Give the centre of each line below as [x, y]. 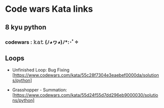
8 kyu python [26, 27]
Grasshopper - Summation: [40, 90]
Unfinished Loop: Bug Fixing [41, 70]
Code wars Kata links [49, 9]
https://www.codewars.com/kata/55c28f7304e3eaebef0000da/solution [86, 75]
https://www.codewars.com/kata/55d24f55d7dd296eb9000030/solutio [86, 95]
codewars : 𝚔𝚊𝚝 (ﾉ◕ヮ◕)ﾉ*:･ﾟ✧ [42, 42]
